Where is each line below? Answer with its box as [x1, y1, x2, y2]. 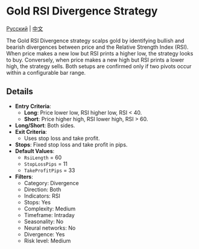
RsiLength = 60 [24, 154, 62, 161]
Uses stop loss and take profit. [24, 134, 100, 142]
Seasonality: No [24, 218, 64, 225]
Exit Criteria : [14, 128, 47, 135]
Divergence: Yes [24, 230, 65, 238]
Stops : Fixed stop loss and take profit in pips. [14, 140, 128, 148]
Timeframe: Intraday [24, 211, 75, 218]
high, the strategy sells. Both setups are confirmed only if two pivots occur [6, 62, 192, 70]
